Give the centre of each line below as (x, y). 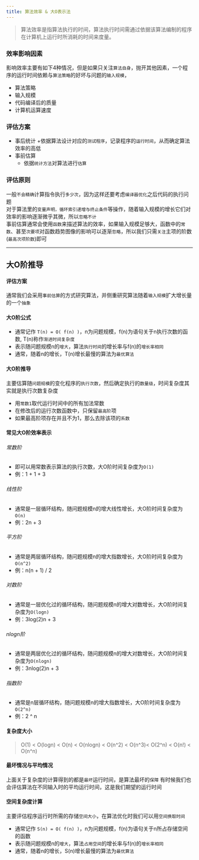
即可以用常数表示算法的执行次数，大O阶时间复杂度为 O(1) (84, 467)
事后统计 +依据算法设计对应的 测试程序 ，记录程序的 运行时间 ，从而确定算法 (102, 141)
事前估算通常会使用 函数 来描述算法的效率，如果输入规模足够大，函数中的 (94, 224)
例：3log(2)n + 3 (35, 619)
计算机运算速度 (33, 110)
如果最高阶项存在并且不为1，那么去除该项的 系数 (72, 418)
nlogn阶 (16, 634)
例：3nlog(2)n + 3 (37, 668)
